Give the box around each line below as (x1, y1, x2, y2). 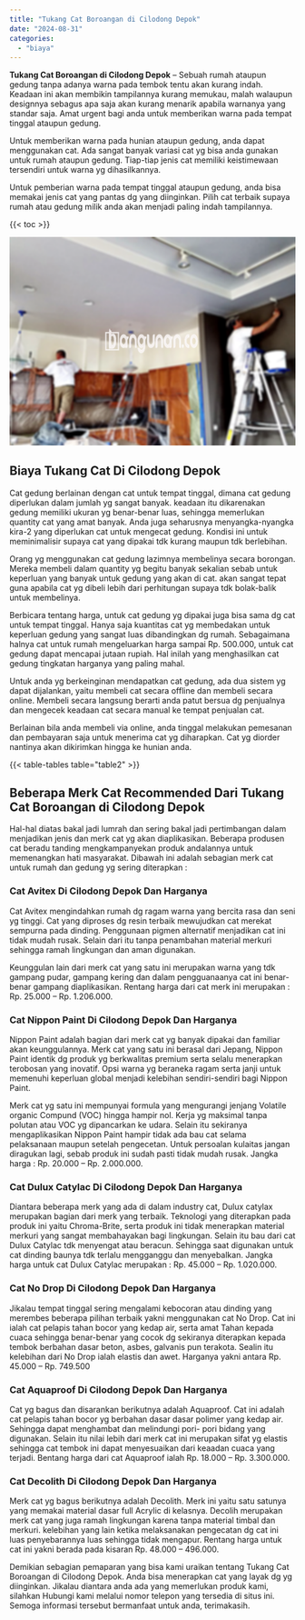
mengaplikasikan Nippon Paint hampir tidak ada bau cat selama (9, 1129, 247, 1140)
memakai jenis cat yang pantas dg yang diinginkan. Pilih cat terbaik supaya (9, 192, 290, 203)
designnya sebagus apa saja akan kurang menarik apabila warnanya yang (9, 98, 286, 109)
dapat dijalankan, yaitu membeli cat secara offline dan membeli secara (9, 685, 273, 695)
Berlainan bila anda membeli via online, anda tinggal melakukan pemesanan (9, 722, 292, 733)
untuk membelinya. (9, 592, 81, 603)
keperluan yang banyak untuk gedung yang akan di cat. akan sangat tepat (9, 573, 287, 584)
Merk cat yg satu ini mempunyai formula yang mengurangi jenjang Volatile (9, 1100, 287, 1111)
